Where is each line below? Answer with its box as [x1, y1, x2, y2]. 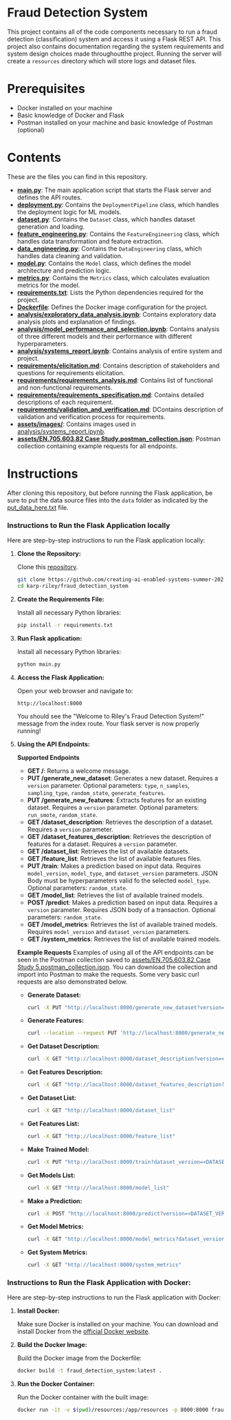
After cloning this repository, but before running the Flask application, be [7, 489, 213, 497]
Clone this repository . [16, 563, 78, 571]
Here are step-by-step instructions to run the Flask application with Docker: [7, 1293, 221, 1302]
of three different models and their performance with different [16, 332, 192, 340]
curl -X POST [27, 1210, 65, 1217]
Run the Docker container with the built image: [16, 1393, 149, 1401]
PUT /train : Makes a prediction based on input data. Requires [27, 862, 201, 870]
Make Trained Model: [27, 1145, 89, 1154]
